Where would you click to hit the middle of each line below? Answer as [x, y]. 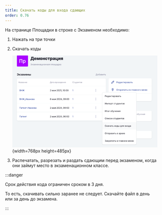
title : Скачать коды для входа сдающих [45, 10]
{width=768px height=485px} [42, 151]
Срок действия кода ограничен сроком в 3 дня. [54, 184]
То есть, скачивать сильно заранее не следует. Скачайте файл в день [77, 194]
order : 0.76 [17, 15]
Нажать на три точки [34, 39]
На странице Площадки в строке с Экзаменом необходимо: [67, 30]
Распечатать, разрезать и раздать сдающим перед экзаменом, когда [84, 160]
